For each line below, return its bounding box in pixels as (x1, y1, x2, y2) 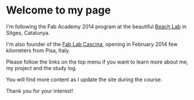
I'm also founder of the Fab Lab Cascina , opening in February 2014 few (6, 41, 178, 48)
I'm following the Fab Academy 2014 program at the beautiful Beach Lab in (6, 23, 186, 30)
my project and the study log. (6, 64, 77, 71)
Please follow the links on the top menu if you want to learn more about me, (6, 58, 189, 65)
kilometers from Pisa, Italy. (6, 46, 70, 54)
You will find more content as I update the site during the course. (6, 76, 162, 83)
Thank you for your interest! (6, 87, 73, 94)
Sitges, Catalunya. (6, 29, 50, 36)
